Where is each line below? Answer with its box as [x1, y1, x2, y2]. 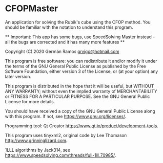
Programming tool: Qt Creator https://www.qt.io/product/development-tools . [5, 123, 159, 129]
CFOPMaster [5, 3, 58, 14]
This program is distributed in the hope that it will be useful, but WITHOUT [5, 83, 154, 89]
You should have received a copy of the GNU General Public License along [5, 108, 155, 114]
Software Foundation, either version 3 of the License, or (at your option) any [5, 68, 158, 74]
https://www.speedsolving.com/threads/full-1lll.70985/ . [5, 152, 116, 158]
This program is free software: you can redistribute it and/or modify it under [5, 58, 157, 64]
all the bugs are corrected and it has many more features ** [5, 39, 125, 45]
